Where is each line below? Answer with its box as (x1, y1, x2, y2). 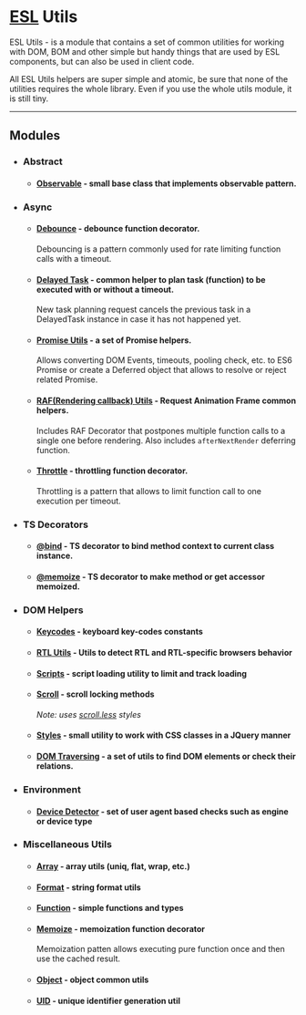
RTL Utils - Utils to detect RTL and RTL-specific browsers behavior (36, 647, 293, 658)
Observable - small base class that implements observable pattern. (36, 178, 297, 189)
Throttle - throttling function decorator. (36, 465, 189, 476)
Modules (9, 128, 61, 143)
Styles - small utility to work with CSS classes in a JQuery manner (36, 730, 291, 741)
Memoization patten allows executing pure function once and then (36, 944, 285, 955)
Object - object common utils (36, 974, 149, 985)
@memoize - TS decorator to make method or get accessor (36, 571, 266, 582)
